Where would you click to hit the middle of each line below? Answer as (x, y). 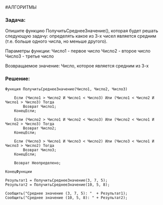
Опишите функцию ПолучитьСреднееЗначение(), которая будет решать (82, 31)
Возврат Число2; (40, 128)
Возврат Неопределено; (38, 163)
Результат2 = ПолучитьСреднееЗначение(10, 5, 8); (58, 185)
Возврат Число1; (40, 106)
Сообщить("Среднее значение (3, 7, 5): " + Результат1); (66, 193)
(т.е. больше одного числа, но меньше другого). (56, 41)
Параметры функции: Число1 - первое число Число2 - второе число (78, 51)
